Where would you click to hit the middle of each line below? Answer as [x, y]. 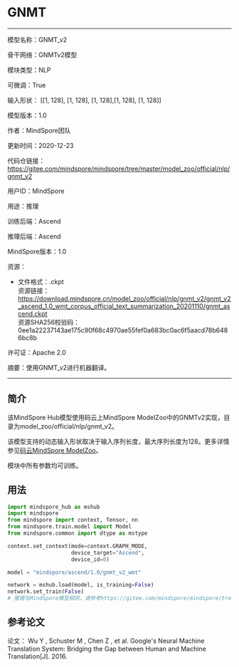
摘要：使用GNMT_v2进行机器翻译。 [59, 367]
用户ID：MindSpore [36, 191]
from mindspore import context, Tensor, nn [73, 520]
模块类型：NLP [29, 70]
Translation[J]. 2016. [37, 656]
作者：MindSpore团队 [39, 130]
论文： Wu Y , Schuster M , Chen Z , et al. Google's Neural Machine [106, 641]
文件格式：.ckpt [41, 281]
